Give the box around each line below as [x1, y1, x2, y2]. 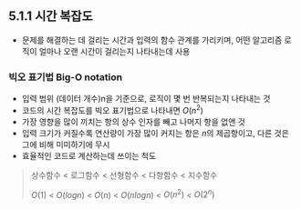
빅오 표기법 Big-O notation [8, 71, 123, 84]
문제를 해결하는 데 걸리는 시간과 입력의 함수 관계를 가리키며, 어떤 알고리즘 [21, 35, 283, 45]
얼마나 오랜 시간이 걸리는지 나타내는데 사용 [38, 45, 191, 56]
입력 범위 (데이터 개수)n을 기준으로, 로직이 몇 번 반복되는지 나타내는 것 [21, 94, 271, 104]
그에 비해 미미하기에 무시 [21, 139, 110, 150]
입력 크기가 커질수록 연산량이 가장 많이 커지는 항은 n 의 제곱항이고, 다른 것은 [21, 127, 289, 138]
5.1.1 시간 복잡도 [8, 8, 93, 25]
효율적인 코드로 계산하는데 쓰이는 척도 [21, 150, 157, 161]
